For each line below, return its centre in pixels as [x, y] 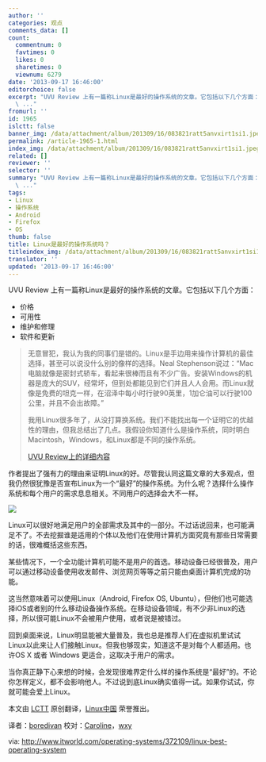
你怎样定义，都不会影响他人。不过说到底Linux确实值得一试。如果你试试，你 [131, 682]
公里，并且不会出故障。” [66, 403]
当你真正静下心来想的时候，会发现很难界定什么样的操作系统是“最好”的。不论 [133, 672]
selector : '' [30, 171]
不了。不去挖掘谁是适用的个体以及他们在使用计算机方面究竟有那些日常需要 [136, 535]
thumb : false [30, 237]
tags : [17, 192]
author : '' [26, 15]
